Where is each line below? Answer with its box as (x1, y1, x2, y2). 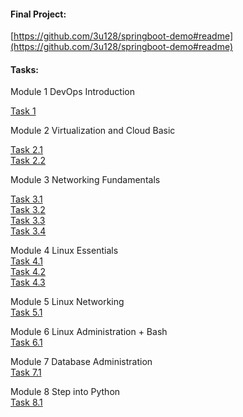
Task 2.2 (10, 155, 46, 167)
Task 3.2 (10, 204, 46, 216)
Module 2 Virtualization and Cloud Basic (10, 125, 176, 137)
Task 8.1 (10, 396, 43, 409)
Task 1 (10, 105, 37, 117)
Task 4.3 (10, 276, 46, 289)
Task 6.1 (10, 336, 43, 349)
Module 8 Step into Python (10, 386, 121, 398)
